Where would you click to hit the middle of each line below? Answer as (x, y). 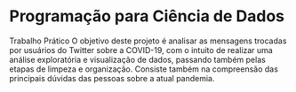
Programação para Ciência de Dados (147, 16)
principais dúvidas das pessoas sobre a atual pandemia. (112, 78)
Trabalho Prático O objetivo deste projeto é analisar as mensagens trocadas (148, 41)
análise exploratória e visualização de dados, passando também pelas (138, 59)
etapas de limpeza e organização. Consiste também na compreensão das (144, 69)
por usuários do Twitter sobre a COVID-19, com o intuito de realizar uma (141, 50)
